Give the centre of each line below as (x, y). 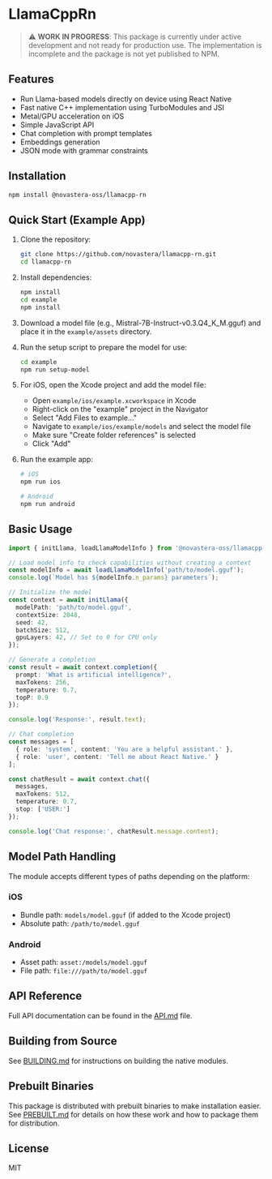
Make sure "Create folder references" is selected (114, 435)
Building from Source (63, 1042)
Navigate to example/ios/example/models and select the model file (141, 427)
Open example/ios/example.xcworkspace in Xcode (114, 401)
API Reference (45, 996)
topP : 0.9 (32, 697)
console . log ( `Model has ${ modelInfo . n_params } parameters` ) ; (114, 578)
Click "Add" (51, 444)
